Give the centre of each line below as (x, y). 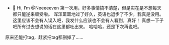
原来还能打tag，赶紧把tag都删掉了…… (45, 37)
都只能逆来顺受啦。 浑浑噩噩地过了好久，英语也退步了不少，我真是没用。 (88, 14)
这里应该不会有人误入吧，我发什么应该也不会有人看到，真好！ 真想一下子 (88, 20)
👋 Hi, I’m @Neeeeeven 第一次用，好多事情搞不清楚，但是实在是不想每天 (87, 8)
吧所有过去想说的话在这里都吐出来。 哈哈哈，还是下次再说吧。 (77, 26)
